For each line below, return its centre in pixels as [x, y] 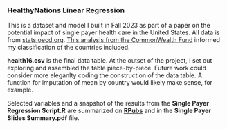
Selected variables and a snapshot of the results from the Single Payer [108, 103]
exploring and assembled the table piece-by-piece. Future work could [107, 68]
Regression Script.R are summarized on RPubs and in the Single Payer [109, 111]
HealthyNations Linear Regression [66, 10]
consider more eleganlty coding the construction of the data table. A [105, 75]
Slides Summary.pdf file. [43, 118]
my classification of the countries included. [69, 48]
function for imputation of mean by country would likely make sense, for [110, 83]
